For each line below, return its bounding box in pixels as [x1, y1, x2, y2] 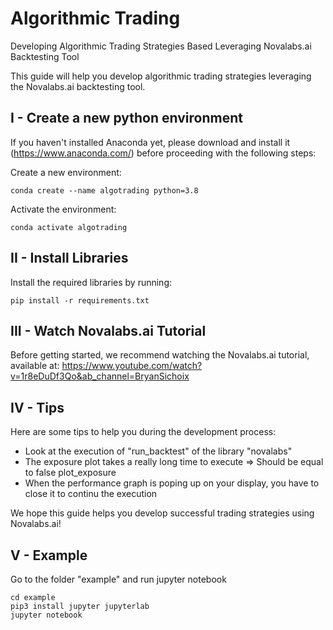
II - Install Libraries [10, 250, 129, 267]
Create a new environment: [10, 166, 122, 178]
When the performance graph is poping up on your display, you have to [24, 477, 320, 489]
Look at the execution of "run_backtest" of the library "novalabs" [24, 445, 293, 457]
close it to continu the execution [24, 488, 158, 500]
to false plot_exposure [24, 467, 117, 479]
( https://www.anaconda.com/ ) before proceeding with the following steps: [10, 147, 317, 159]
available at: [10, 360, 60, 372]
